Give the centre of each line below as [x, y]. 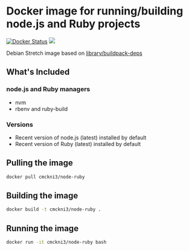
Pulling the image [40, 163]
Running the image [43, 228]
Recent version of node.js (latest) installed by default [81, 138]
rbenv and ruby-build [41, 109]
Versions [20, 124]
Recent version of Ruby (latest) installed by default [78, 144]
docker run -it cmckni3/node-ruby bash [56, 243]
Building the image [42, 195]
